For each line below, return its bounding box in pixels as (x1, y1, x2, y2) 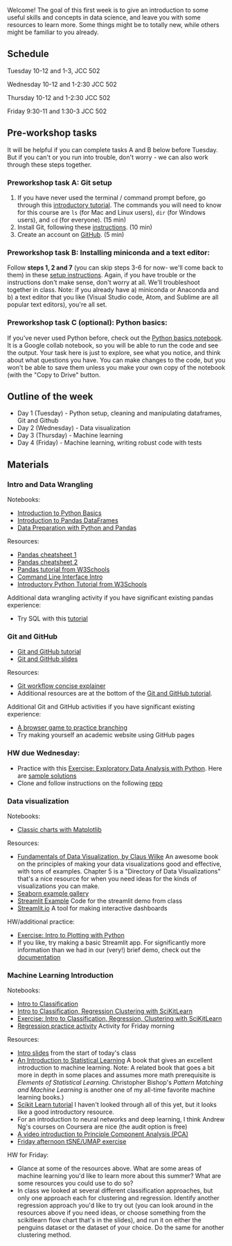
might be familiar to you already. (7, 28, 99, 36)
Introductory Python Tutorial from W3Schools (17, 580, 148, 589)
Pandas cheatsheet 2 (17, 558, 78, 566)
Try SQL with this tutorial (17, 614, 88, 623)
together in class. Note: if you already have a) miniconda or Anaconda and (7, 286, 220, 294)
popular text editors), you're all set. (7, 300, 107, 309)
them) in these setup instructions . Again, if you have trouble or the (7, 271, 196, 279)
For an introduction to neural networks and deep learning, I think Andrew (17, 1115, 225, 1124)
